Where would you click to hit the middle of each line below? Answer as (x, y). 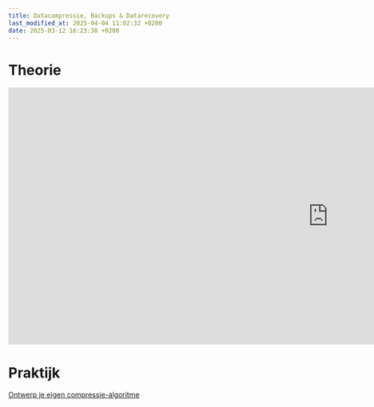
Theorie (35, 70)
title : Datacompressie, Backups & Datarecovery (89, 16)
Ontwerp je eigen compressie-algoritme (74, 395)
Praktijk (34, 373)
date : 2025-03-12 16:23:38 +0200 (64, 30)
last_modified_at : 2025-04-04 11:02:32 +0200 (85, 23)
